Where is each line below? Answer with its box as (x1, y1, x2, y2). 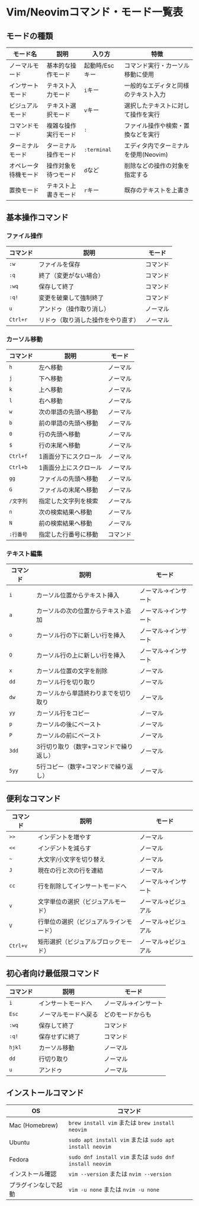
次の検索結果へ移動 (38, 508, 93, 516)
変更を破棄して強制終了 (38, 293, 104, 301)
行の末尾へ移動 (38, 441, 81, 449)
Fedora (9, 1155, 29, 1163)
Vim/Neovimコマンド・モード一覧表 (6, 5, 184, 19)
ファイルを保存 (38, 260, 81, 268)
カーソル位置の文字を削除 (36, 667, 108, 675)
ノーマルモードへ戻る (38, 1010, 99, 1018)
